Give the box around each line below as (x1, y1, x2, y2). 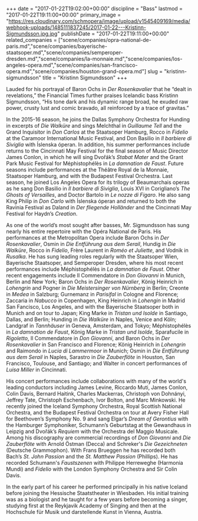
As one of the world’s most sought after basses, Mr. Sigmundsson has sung (6, 222, 190, 228)
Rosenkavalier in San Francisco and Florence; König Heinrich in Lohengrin (6, 341, 186, 348)
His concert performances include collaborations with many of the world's (6, 378, 187, 384)
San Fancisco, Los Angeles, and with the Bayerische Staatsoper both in (6, 303, 179, 310)
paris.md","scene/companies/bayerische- (6, 43, 108, 50)
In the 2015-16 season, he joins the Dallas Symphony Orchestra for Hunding (6, 116, 190, 123)
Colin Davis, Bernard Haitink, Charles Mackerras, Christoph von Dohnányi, (6, 390, 186, 397)
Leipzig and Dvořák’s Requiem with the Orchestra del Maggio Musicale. (6, 428, 179, 435)
